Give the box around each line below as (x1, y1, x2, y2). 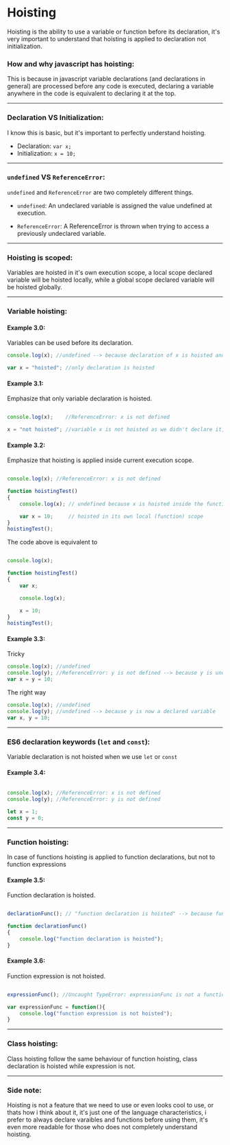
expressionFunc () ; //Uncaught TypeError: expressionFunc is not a (7, 991, 201, 998)
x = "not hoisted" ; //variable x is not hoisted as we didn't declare (7, 426, 213, 433)
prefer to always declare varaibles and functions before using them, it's (7, 1116, 209, 1124)
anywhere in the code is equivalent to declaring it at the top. (7, 89, 177, 97)
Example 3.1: (7, 379, 44, 387)
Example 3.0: (7, 324, 46, 332)
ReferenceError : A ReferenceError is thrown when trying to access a (16, 221, 209, 230)
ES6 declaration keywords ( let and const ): (7, 737, 151, 747)
